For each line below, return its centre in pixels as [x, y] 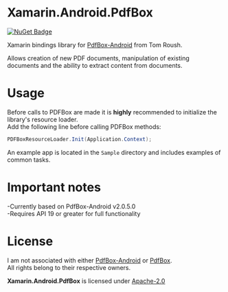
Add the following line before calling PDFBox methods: [84, 126]
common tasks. [29, 160]
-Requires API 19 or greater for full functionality [74, 213]
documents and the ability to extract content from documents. [95, 65]
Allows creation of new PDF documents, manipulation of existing [99, 58]
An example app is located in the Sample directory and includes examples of [114, 152]
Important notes [54, 187]
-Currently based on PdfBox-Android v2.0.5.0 [71, 206]
